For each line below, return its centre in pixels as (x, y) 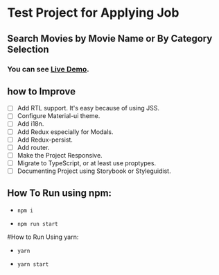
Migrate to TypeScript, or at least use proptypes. (87, 163)
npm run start (37, 224)
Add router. (33, 147)
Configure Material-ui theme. (59, 116)
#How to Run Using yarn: (43, 237)
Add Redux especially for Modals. (65, 132)
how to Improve (42, 91)
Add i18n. (30, 124)
